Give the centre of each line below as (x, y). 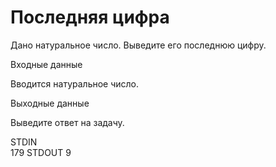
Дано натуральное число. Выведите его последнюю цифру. (138, 45)
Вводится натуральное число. (75, 83)
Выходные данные (50, 103)
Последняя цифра (90, 17)
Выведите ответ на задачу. (67, 122)
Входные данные (46, 64)
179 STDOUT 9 (41, 152)
